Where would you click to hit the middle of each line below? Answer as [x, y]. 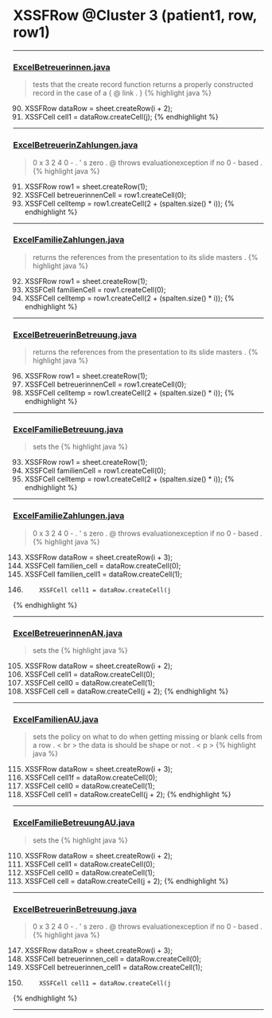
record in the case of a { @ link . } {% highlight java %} [122, 93]
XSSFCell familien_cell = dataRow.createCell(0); [103, 565]
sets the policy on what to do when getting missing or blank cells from [148, 737]
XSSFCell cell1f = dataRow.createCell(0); [91, 778]
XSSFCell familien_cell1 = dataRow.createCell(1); [103, 574]
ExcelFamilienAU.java [56, 719]
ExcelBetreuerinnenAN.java [68, 633]
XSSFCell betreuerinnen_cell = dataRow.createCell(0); [113, 958]
